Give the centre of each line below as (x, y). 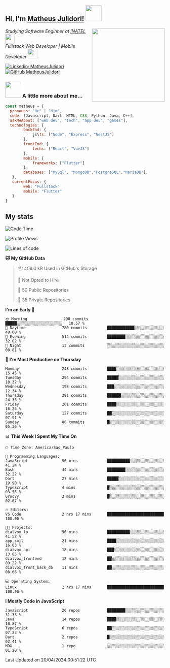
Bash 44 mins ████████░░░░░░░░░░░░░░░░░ (85, 470)
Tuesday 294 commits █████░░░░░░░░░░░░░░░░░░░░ (85, 378)
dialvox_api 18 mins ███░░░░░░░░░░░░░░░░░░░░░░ (85, 550)
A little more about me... (52, 96)
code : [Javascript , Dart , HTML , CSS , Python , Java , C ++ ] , (72, 116)
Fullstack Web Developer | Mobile (40, 46)
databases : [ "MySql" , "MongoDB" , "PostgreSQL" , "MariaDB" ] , (86, 172)
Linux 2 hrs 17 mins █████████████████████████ (85, 587)
